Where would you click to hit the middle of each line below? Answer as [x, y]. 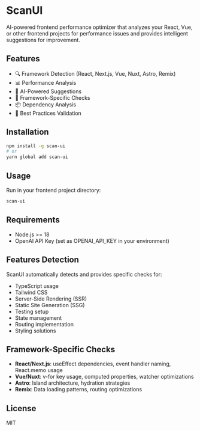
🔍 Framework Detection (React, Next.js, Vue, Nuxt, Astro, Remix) [95, 73]
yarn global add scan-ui [37, 157]
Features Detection [43, 260]
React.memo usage [39, 370]
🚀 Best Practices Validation [48, 113]
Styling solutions [35, 331]
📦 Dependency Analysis [46, 104]
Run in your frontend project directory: [54, 190]
